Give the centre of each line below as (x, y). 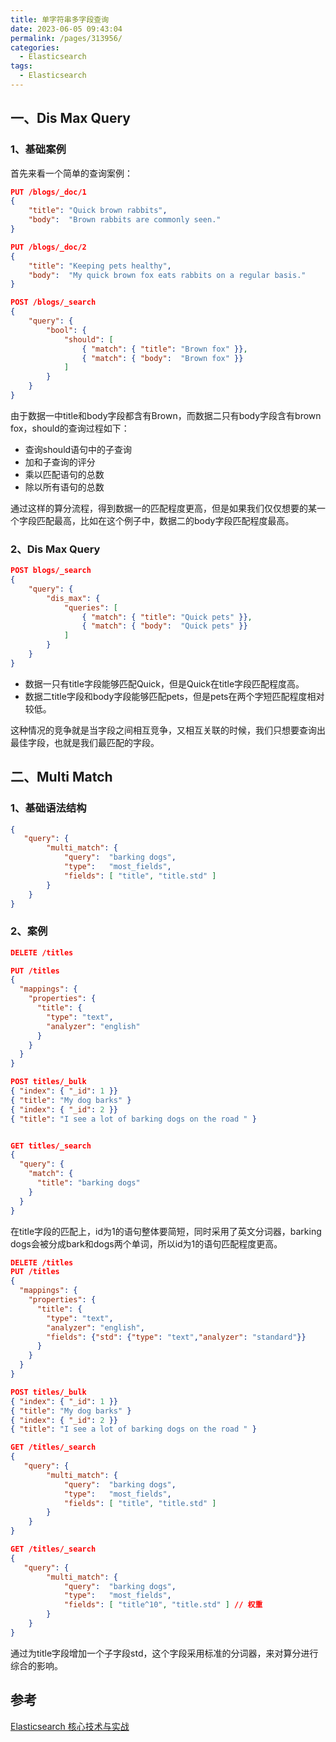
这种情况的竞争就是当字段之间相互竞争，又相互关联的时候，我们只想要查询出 (168, 730)
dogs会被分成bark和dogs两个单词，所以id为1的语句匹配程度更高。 (146, 1243)
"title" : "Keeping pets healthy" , (100, 266)
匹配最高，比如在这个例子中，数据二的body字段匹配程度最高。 (165, 520)
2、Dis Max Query (55, 549)
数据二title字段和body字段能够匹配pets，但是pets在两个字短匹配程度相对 (174, 696)
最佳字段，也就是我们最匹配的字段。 (85, 742)
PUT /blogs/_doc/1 (48, 192)
